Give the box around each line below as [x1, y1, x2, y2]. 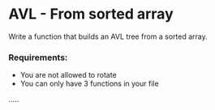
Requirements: [8, 52, 68, 63]
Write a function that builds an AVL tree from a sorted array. [8, 32, 209, 41]
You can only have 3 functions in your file [19, 78, 160, 89]
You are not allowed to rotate [19, 70, 118, 80]
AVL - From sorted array [8, 5, 174, 23]
